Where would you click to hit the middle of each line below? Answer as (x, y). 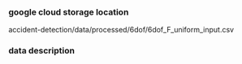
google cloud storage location (69, 12)
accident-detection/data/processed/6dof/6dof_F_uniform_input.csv (121, 30)
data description (42, 51)
